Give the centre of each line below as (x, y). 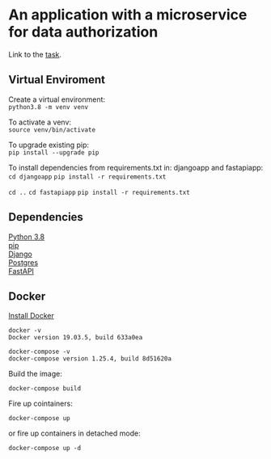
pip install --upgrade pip (54, 152)
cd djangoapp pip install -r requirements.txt (87, 177)
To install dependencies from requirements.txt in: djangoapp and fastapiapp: (136, 167)
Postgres (23, 262)
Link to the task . (35, 54)
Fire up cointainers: (40, 404)
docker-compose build (45, 389)
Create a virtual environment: (57, 99)
